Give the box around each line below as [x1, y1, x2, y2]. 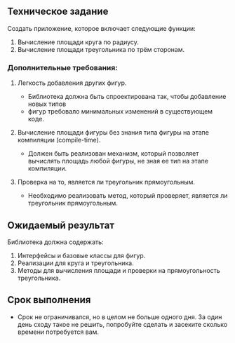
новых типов [27, 100, 67, 108]
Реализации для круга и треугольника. [17, 259, 135, 267]
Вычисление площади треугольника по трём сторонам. [17, 45, 184, 53]
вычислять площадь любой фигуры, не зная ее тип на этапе [27, 157, 209, 166]
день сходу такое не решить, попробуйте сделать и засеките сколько [17, 320, 228, 328]
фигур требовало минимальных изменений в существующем [27, 107, 213, 116]
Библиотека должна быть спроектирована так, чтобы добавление [27, 93, 227, 101]
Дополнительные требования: [7, 62, 118, 72]
